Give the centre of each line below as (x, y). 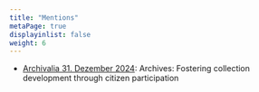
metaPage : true (38, 26)
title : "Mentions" (44, 18)
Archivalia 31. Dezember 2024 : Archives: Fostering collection (136, 69)
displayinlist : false (50, 34)
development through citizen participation (101, 78)
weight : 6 (28, 43)
